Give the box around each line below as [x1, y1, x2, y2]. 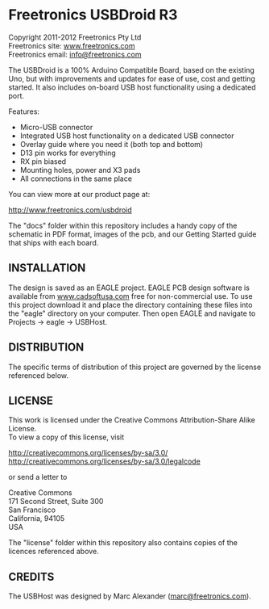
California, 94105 [8, 514, 65, 523]
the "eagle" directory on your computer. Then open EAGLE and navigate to [8, 309, 256, 318]
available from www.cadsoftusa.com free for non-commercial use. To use [8, 291, 253, 300]
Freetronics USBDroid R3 [8, 6, 178, 24]
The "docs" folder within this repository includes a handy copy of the [8, 220, 238, 230]
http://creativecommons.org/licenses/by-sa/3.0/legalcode [8, 456, 201, 466]
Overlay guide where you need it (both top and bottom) [19, 139, 204, 149]
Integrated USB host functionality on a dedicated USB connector [19, 131, 234, 141]
